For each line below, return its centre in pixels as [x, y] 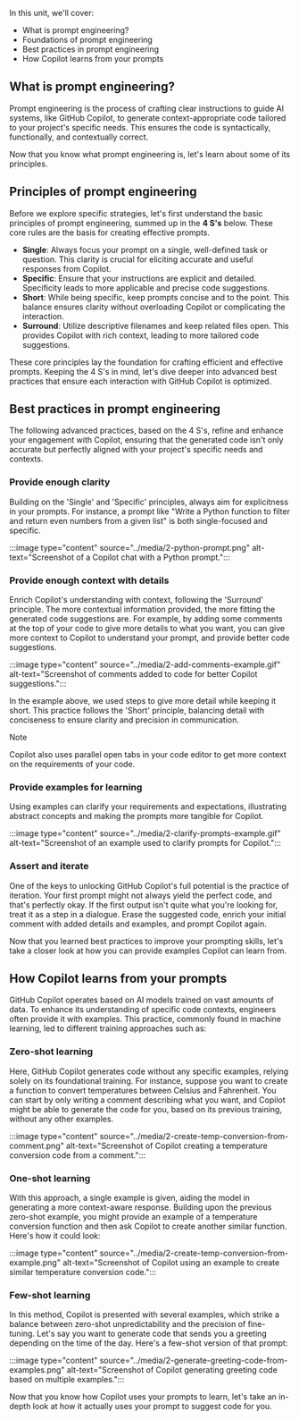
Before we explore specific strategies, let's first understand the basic [136, 213]
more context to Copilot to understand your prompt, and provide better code [149, 638]
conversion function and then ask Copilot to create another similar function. [148, 1226]
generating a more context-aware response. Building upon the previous [141, 1207]
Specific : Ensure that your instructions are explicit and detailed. [139, 278]
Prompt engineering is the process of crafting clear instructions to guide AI [147, 108]
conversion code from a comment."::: [77, 1155]
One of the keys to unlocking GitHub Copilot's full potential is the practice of [149, 885]
